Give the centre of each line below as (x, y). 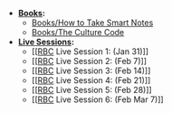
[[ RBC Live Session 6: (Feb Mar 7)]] (98, 99)
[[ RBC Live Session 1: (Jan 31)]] (90, 52)
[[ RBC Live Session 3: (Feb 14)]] (91, 71)
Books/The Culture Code (78, 32)
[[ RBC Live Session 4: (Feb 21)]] (91, 80)
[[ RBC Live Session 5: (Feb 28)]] (91, 90)
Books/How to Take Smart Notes (92, 23)
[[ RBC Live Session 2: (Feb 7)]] (89, 61)
